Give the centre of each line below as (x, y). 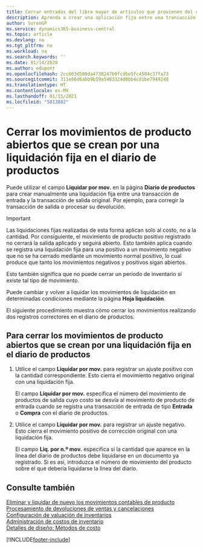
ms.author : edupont (31, 68)
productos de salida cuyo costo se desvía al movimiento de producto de (105, 400)
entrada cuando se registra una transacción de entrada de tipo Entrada (104, 407)
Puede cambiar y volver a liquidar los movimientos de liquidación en (91, 292)
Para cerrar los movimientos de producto (85, 336)
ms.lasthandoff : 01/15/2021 (42, 96)
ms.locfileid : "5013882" (37, 102)
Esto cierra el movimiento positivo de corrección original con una (96, 431)
